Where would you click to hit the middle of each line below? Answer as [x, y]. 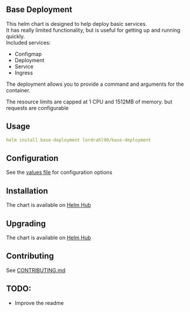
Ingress [24, 72]
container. [18, 90]
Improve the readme [39, 303]
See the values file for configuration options [59, 172]
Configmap [28, 54]
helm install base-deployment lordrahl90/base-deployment [79, 140]
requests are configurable [37, 108]
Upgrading [26, 224]
